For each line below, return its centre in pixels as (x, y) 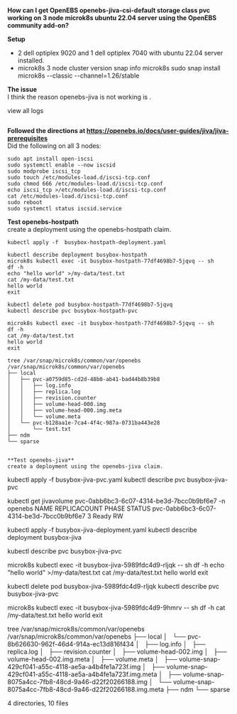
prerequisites (28, 138)
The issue (22, 89)
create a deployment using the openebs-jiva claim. (85, 467)
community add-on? (38, 25)
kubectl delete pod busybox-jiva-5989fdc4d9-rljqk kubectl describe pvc (114, 586)
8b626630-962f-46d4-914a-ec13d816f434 (71, 644)
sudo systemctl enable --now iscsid (61, 165)
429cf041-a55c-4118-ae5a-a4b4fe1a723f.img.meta (82, 674)
